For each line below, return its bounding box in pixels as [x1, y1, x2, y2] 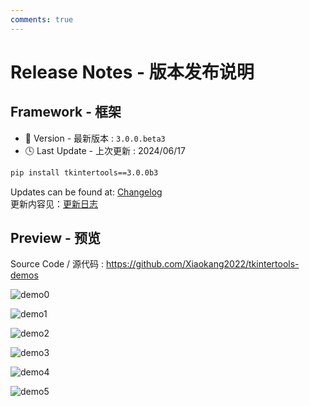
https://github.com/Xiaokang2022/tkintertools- [105, 258, 300, 270]
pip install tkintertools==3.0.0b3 [10, 167, 159, 178]
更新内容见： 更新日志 [10, 197, 98, 210]
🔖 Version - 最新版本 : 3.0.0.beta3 [24, 132, 166, 144]
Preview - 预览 [10, 229, 101, 246]
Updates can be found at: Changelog [10, 186, 163, 198]
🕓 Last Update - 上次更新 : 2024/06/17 [24, 144, 186, 156]
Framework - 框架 [10, 104, 122, 121]
